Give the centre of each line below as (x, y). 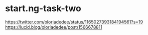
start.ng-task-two (43, 9)
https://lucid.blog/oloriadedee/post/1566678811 (54, 27)
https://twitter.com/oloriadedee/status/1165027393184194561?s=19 (74, 22)
